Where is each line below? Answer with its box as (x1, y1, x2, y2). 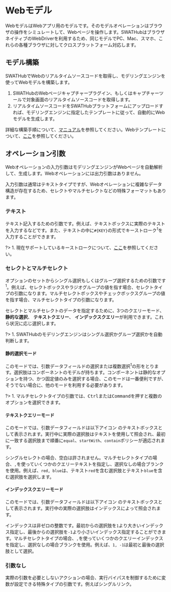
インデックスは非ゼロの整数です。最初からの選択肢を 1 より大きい (5, 522, 141, 529)
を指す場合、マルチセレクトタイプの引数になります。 (5, 297, 117, 303)
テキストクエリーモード (5, 412, 55, 418)
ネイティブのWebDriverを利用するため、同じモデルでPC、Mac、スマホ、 (5, 35, 159, 41)
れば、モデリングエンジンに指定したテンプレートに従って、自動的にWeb (12, 109, 165, 115)
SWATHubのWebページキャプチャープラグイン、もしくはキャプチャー (12, 90, 159, 96)
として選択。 (9, 548, 37, 554)
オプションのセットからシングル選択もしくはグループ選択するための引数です (5, 277, 166, 283)
